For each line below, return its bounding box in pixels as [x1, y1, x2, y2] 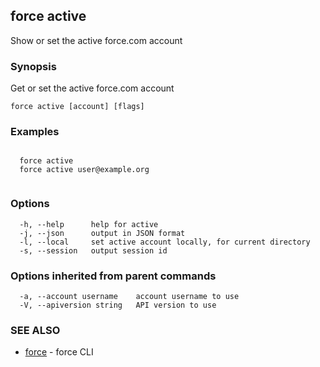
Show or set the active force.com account [10, 34, 183, 46]
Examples [10, 125, 60, 139]
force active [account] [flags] [10, 102, 145, 112]
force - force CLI [24, 346, 94, 358]
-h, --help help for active [19, 219, 159, 229]
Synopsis [10, 59, 57, 73]
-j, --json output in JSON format [19, 228, 186, 238]
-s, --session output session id [19, 245, 168, 256]
